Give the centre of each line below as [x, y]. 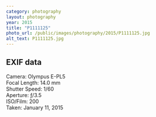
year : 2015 [19, 22]
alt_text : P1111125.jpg [35, 39]
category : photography [34, 11]
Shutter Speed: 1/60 [30, 89]
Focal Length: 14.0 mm [33, 82]
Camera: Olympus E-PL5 [36, 76]
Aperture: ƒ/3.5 [24, 95]
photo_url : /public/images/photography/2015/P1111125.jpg [78, 33]
